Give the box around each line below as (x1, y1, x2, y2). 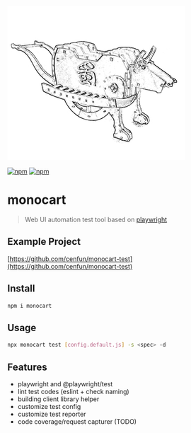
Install (7, 282, 35, 295)
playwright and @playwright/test (17, 379, 113, 388)
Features (7, 361, 47, 373)
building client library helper (17, 395, 100, 403)
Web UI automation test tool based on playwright (24, 215, 168, 224)
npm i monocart (7, 302, 52, 309)
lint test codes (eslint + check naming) (17, 387, 129, 396)
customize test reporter (17, 410, 86, 418)
